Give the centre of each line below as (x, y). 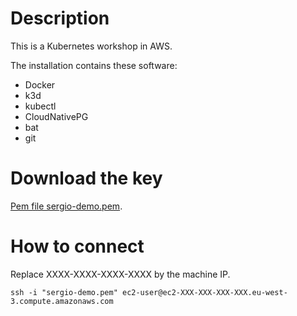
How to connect (77, 246)
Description (60, 18)
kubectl (40, 106)
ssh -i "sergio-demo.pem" (64, 292)
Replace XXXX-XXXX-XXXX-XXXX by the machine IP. (120, 274)
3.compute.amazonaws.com (62, 301)
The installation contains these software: (94, 65)
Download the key (86, 178)
